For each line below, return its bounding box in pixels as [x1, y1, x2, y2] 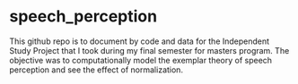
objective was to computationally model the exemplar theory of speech [9, 55, 272, 65]
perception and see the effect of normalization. [9, 64, 184, 75]
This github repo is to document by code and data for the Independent [9, 36, 270, 46]
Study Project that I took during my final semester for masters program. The [9, 45, 290, 55]
